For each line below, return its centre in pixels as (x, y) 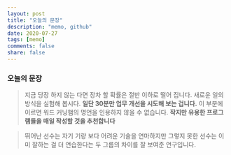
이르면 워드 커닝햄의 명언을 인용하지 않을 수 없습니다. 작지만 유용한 (115, 112)
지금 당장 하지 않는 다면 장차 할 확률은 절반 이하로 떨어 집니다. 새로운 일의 (124, 95)
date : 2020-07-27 (33, 33)
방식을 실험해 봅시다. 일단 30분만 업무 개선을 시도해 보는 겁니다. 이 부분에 (124, 104)
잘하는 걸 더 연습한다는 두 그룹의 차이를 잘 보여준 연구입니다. (114, 145)
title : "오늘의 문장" (35, 20)
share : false (26, 53)
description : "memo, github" (50, 27)
